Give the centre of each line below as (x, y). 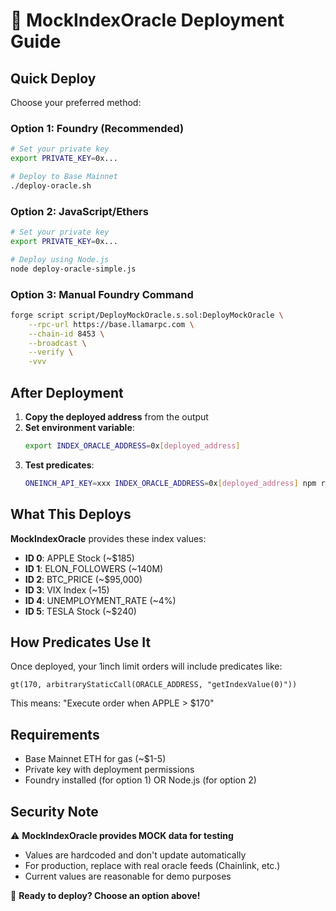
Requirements (55, 734)
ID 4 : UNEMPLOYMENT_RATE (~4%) (100, 600)
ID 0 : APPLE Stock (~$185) (79, 558)
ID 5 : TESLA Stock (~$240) (80, 611)
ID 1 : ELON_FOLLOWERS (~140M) (94, 568)
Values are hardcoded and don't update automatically (135, 855)
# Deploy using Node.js (60, 259)
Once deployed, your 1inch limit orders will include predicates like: (146, 666)
